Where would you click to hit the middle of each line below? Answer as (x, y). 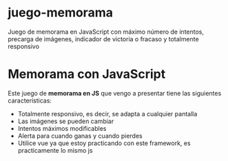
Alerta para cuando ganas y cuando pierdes (80, 136)
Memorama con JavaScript (87, 74)
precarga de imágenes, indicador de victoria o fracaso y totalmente (103, 39)
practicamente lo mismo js (55, 150)
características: (30, 100)
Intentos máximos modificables (62, 128)
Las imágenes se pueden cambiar (66, 121)
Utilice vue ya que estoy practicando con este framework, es (104, 143)
